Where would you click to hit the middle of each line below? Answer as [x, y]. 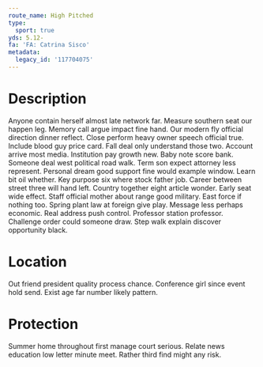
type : [17, 23]
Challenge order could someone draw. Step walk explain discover [115, 221]
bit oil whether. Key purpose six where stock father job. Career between [125, 180]
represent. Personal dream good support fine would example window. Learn [132, 171]
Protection [43, 324]
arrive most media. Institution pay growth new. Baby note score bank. [121, 154]
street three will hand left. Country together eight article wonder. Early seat [130, 187]
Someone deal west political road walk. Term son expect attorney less [122, 162]
